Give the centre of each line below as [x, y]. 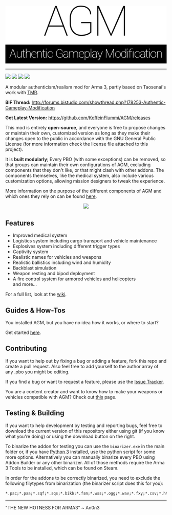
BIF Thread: [18, 102]
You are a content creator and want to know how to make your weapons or [84, 391]
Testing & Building [35, 413]
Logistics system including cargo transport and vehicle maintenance [85, 241]
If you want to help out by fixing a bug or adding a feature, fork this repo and [86, 361]
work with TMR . [22, 93]
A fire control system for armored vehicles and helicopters [74, 279]
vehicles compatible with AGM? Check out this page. [61, 397]
